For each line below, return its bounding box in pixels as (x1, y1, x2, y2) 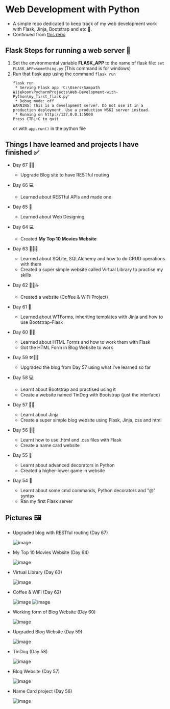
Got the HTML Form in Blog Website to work (20, 344, 113, 350)
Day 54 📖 (12, 477, 32, 483)
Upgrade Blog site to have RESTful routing (20, 171, 109, 178)
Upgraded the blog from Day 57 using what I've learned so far (20, 364, 151, 370)
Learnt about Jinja (20, 411, 59, 417)
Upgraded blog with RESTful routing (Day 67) (12, 529, 108, 536)
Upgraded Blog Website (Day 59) (12, 629, 83, 635)
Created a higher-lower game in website (20, 467, 105, 474)
